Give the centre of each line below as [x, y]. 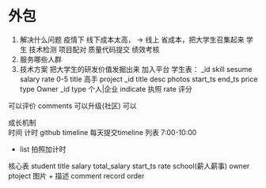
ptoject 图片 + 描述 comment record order [76, 175]
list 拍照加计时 [43, 149]
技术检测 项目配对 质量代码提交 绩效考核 [94, 49]
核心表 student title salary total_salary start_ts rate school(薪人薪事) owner [129, 166]
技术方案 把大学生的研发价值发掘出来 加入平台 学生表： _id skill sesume [136, 69]
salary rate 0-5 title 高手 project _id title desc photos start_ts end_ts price [139, 79]
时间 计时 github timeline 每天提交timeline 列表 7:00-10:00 [103, 132]
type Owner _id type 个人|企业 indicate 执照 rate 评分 [106, 88]
